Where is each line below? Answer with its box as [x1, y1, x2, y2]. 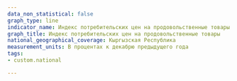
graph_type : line [7, 17, 59, 24]
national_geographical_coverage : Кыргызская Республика [7, 37, 176, 44]
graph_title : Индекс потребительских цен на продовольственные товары [7, 30, 221, 38]
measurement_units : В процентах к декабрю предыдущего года [7, 43, 189, 50]
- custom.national [7, 57, 62, 64]
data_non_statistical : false [7, 10, 94, 18]
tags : [7, 50, 23, 58]
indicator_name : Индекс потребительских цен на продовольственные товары [7, 23, 231, 31]
